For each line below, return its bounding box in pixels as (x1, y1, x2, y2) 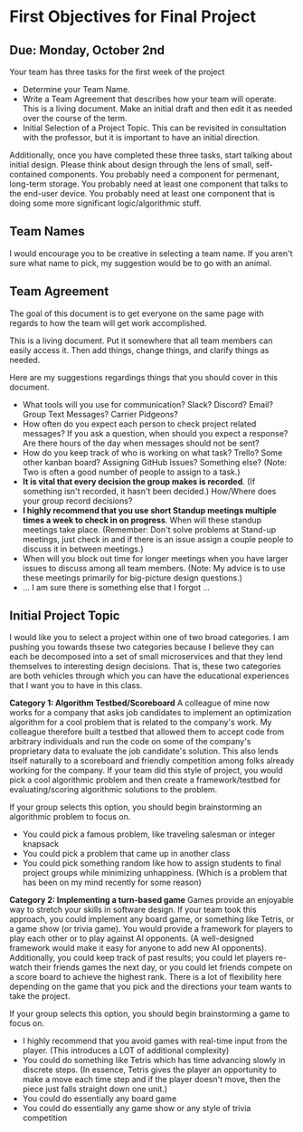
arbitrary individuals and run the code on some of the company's (9, 736, 251, 747)
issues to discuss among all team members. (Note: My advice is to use (22, 562, 286, 573)
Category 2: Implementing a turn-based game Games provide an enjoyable (9, 895, 294, 906)
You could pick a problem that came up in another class (22, 849, 231, 859)
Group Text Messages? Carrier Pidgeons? (22, 408, 178, 419)
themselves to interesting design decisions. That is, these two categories (9, 661, 282, 672)
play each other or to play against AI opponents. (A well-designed (9, 933, 255, 944)
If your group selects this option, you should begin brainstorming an (9, 801, 262, 812)
